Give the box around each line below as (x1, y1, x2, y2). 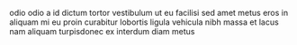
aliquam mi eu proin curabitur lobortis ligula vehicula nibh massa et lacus (9, 17, 279, 27)
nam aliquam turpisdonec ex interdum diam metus (9, 26, 195, 36)
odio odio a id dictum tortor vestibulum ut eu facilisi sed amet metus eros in (9, 8, 289, 18)
